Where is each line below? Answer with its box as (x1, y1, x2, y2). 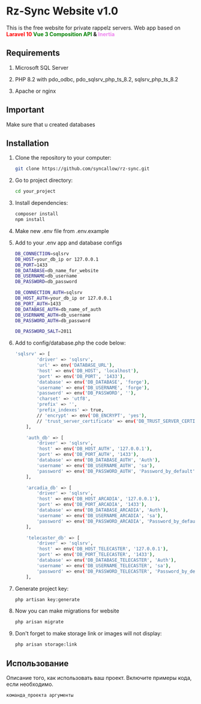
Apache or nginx (14, 87, 56, 95)
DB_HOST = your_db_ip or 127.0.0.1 (14, 256, 99, 263)
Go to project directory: (14, 176, 73, 184)
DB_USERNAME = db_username (14, 273, 77, 279)
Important (6, 105, 44, 115)
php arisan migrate (14, 619, 64, 625)
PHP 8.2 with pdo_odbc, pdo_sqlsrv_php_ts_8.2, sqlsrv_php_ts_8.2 (14, 75, 179, 83)
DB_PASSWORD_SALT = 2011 (14, 328, 72, 335)
